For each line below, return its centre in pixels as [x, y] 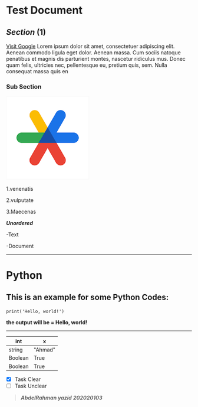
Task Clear [28, 379]
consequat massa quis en [37, 71]
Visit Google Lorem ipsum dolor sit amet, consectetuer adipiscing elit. [90, 46]
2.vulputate [20, 200]
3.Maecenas [21, 212]
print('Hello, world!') [35, 312]
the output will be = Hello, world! [47, 323]
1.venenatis [20, 189]
